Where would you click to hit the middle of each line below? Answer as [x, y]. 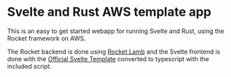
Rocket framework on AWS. [46, 38]
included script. [29, 66]
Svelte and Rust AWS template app [109, 12]
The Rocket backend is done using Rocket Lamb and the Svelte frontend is [114, 52]
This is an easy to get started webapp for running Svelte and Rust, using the [116, 31]
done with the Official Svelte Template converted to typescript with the [108, 58]
